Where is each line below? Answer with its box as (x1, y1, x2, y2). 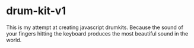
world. (6, 36, 22, 43)
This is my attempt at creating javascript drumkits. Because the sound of (6, 24, 184, 31)
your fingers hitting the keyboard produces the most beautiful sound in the (6, 30, 189, 37)
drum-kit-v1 (6, 4, 66, 18)
